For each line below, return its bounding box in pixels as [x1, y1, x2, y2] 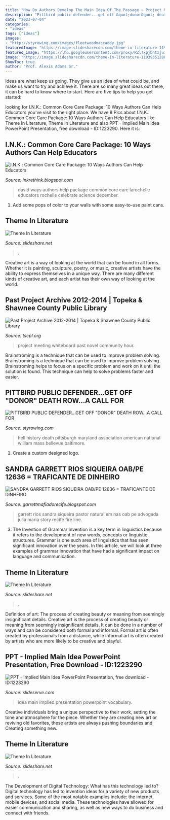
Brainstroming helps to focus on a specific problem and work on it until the [5, 363, 161, 369]
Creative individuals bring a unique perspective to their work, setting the [5, 709, 156, 715]
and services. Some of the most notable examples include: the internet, [5, 794, 154, 800]
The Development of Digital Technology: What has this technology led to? [5, 782, 159, 789]
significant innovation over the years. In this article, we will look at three [12, 542, 162, 549]
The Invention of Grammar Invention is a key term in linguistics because [12, 526, 162, 533]
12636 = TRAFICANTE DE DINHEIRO [5, 472, 120, 481]
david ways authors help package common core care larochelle [17, 186, 150, 193]
